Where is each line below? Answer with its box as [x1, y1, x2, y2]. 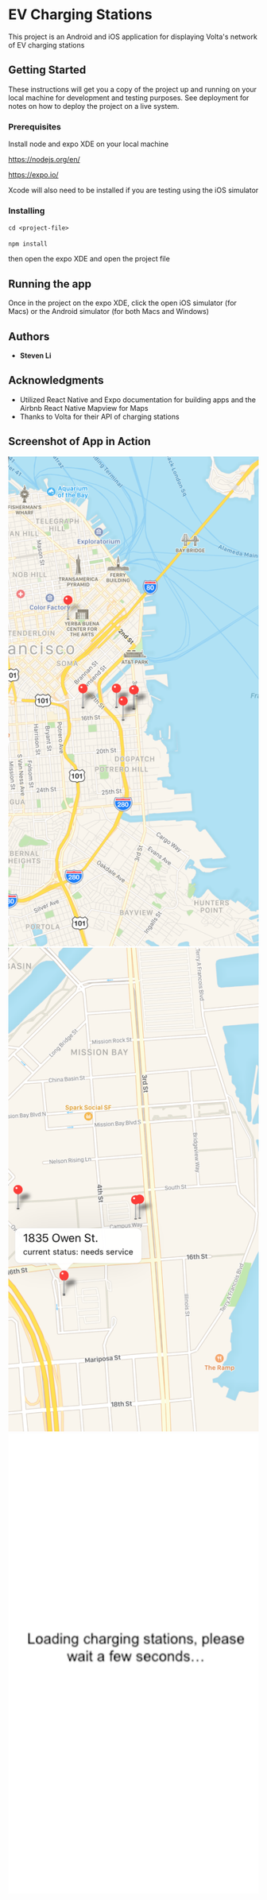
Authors [8, 330, 50, 343]
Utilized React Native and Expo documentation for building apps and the [19, 395, 257, 404]
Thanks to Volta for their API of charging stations [19, 412, 180, 421]
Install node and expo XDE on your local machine [8, 139, 169, 149]
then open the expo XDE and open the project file [8, 254, 171, 264]
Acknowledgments [8, 373, 105, 387]
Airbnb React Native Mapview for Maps [19, 403, 149, 412]
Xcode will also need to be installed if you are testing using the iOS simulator [8, 185, 259, 195]
